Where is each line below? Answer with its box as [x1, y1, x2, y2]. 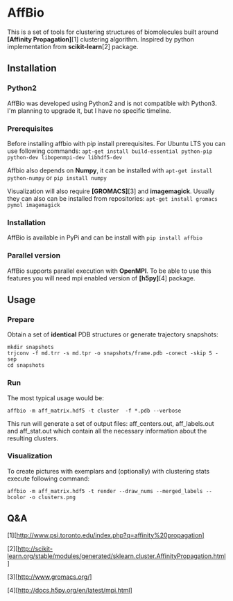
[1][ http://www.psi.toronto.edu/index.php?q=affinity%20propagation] [7, 531, 205, 539]
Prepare [7, 314, 35, 324]
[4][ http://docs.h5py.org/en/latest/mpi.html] [7, 586, 133, 594]
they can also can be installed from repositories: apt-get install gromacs [7, 194, 218, 202]
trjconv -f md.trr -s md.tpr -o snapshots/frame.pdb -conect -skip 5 [7, 350, 213, 357]
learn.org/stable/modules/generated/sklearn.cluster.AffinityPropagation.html [7, 552, 226, 560]
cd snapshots [7, 362, 45, 369]
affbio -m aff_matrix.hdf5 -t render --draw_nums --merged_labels [7, 487, 203, 494]
